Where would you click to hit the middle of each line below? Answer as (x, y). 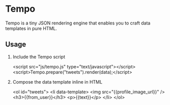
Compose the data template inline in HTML (58, 82)
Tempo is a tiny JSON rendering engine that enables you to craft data (78, 23)
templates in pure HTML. (31, 28)
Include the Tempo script (39, 57)
